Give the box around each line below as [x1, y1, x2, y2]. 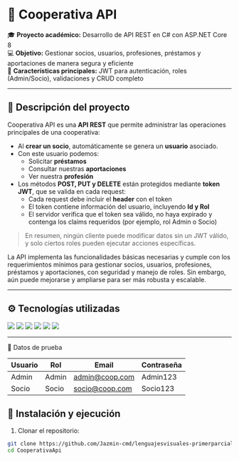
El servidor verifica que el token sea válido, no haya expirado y [28, 209, 213, 218]
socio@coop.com [73, 383, 133, 393]
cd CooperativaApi [7, 447, 62, 455]
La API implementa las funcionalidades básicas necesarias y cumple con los [7, 252, 231, 261]
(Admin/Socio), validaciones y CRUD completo [7, 74, 144, 83]
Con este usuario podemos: [17, 149, 100, 157]
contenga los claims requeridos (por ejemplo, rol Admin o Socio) [28, 217, 218, 226]
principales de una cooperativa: [7, 128, 100, 136]
